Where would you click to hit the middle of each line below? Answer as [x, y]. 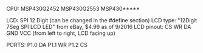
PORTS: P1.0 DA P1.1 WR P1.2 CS [47, 45]
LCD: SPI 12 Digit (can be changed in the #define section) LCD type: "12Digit [102, 20]
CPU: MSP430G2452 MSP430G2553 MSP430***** [73, 9]
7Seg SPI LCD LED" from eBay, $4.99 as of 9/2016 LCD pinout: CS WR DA [99, 27]
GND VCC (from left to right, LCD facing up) [61, 33]
